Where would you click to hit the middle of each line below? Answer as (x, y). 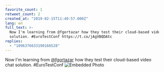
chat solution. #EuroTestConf (34, 65)
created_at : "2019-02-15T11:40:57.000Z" (47, 18)
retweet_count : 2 (23, 14)
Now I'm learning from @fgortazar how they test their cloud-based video (78, 59)
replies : (14, 41)
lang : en (14, 23)
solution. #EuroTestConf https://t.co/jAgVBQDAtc (61, 37)
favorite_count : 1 (24, 9)
